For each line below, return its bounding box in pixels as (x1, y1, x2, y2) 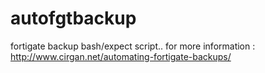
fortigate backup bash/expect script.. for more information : (10, 40, 256, 52)
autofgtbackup (10, 7, 137, 30)
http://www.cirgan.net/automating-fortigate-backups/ (10, 50, 232, 62)
